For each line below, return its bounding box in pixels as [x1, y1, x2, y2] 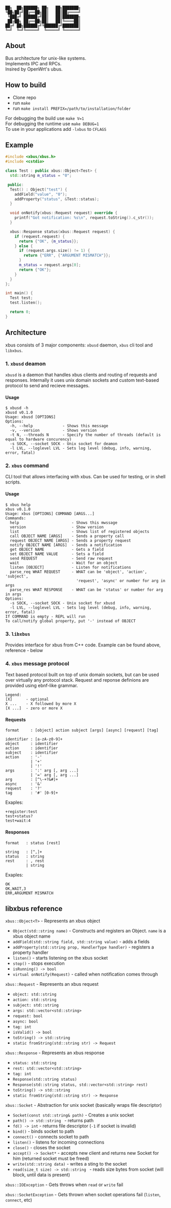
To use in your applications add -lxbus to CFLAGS [5, 126, 107, 132]
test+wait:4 [5, 818, 31, 823]
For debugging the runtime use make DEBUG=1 [5, 121, 100, 127]
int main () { [5, 291, 33, 296]
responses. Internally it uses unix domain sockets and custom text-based [5, 377, 159, 383]
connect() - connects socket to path [12, 1134, 89, 1140]
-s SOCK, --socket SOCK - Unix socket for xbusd [10, 600, 115, 606]
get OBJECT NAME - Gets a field [10, 547, 104, 552]
